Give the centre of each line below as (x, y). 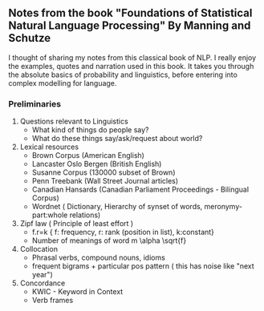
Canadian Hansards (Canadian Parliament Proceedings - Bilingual (140, 190)
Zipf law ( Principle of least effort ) (77, 224)
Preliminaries (35, 103)
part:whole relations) (66, 215)
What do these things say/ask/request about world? (117, 139)
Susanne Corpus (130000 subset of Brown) (104, 172)
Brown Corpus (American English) (88, 155)
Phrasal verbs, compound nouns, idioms (99, 258)
